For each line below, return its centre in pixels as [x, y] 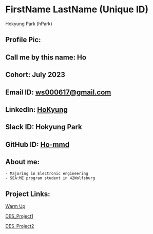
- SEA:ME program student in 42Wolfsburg [50, 178]
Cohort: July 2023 [35, 75]
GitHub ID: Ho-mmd [37, 144]
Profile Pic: [23, 40]
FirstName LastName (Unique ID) [77, 9]
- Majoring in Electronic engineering [47, 174]
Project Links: [28, 194]
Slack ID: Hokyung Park [44, 127]
